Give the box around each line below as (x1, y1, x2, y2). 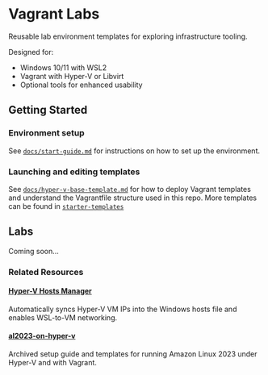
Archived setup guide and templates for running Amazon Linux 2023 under (8, 349, 258, 359)
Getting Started (8, 103, 88, 117)
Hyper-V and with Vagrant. (8, 358, 97, 368)
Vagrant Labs (8, 5, 100, 23)
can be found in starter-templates (8, 201, 124, 210)
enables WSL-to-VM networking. (8, 312, 118, 323)
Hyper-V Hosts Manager (8, 286, 93, 296)
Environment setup (8, 127, 85, 139)
